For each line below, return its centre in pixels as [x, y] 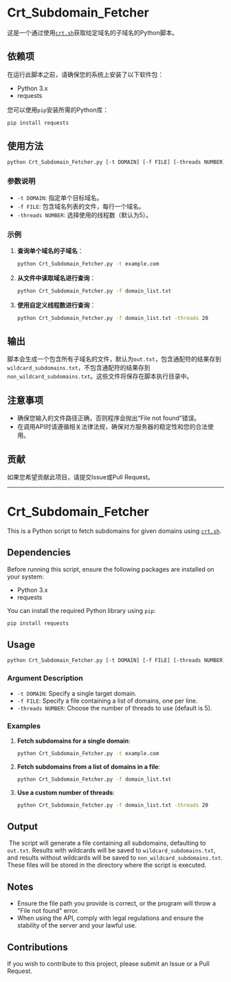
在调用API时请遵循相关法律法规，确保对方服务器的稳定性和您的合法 [112, 427]
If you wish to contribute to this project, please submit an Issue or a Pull [108, 963]
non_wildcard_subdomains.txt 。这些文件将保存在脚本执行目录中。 [100, 377]
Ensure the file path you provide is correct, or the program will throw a [117, 903]
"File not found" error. [48, 911]
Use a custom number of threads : [66, 792]
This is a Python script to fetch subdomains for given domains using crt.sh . [114, 531]
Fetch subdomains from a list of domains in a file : [88, 766]
